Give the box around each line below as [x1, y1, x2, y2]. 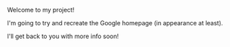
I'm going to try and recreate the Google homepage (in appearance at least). [7, 19, 223, 27]
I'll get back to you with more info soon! [7, 32, 119, 40]
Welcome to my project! [7, 6, 75, 14]
